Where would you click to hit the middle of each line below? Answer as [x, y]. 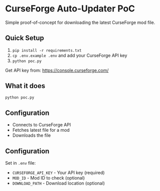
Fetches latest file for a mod [41, 130]
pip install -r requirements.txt [47, 50]
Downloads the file [32, 135]
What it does [25, 86]
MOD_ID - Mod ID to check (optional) [49, 178]
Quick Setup [25, 38]
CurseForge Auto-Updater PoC [70, 9]
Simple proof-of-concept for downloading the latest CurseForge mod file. [80, 22]
